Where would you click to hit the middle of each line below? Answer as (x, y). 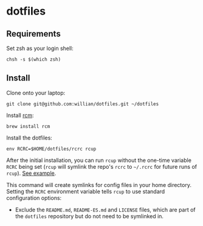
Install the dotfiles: (29, 138)
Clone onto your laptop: (36, 93)
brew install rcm (28, 126)
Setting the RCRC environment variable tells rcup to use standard (86, 191)
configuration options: (34, 198)
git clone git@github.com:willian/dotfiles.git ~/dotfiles (83, 104)
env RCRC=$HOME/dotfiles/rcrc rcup (51, 149)
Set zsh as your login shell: (40, 48)
